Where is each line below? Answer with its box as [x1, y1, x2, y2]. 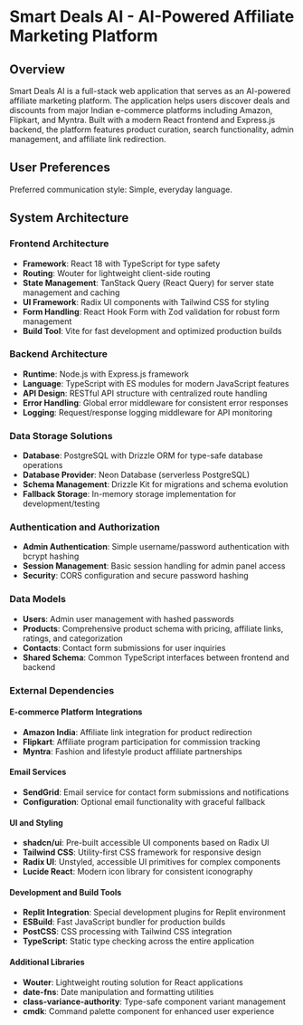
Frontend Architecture [9, 237, 109, 250]
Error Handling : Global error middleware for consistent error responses [22, 397, 289, 408]
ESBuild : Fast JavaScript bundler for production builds [22, 916, 226, 927]
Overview [9, 62, 66, 77]
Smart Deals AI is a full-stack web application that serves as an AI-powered [9, 86, 291, 96]
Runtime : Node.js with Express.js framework [22, 369, 190, 379]
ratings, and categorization [22, 632, 124, 644]
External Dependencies [9, 684, 115, 696]
